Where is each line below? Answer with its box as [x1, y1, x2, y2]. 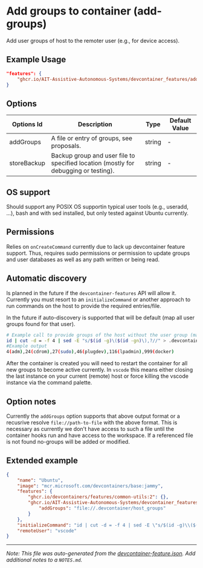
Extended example [6, 456, 79, 466]
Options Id [11, 120, 43, 129]
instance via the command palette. [6, 379, 92, 386]
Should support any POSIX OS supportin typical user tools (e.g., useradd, [6, 203, 189, 210]
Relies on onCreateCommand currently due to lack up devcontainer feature [6, 243, 185, 250]
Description [77, 120, 113, 129]
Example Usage [6, 54, 66, 65]
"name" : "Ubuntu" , [17, 477, 63, 483]
